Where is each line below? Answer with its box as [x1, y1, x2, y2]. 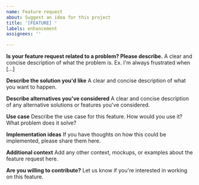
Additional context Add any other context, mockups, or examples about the [6, 149, 193, 156]
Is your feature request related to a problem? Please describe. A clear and [6, 53, 192, 60]
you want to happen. [6, 83, 57, 90]
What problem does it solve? [6, 119, 76, 126]
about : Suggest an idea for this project [6, 14, 111, 20]
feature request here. [6, 155, 59, 162]
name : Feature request [6, 8, 63, 15]
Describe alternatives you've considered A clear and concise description [6, 95, 189, 102]
